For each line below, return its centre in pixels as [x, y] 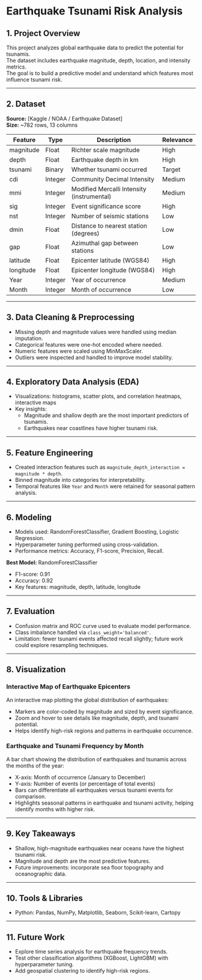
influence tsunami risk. [34, 80]
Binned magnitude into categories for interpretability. [80, 480]
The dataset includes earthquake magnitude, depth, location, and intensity [98, 60]
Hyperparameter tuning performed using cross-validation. [87, 544]
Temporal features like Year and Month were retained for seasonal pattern [105, 486]
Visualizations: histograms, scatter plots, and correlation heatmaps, [98, 396]
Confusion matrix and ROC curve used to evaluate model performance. [103, 625]
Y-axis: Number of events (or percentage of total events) [85, 784]
